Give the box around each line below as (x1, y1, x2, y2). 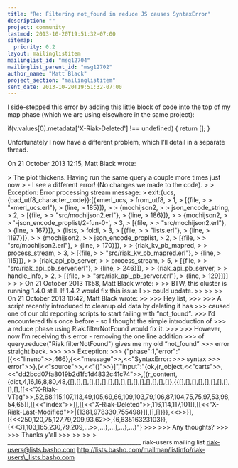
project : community (7, 24, 65, 31)
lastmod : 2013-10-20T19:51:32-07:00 (7, 30, 116, 38)
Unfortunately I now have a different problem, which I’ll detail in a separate (7, 138, 225, 147)
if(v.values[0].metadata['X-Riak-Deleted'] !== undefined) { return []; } (7, 124, 211, 132)
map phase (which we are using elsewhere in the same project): (7, 110, 195, 119)
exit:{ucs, (148, 188, 176, 197)
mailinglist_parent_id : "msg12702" (7, 63, 113, 71)
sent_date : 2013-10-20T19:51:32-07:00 (7, 83, 122, 90)
